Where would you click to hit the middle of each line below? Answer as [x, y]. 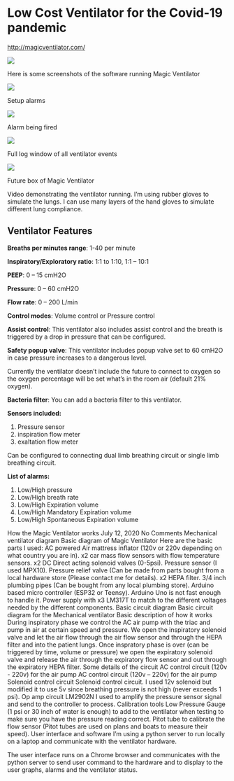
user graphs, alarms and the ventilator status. [73, 769]
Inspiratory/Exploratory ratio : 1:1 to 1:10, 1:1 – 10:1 [78, 261]
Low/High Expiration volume [58, 505]
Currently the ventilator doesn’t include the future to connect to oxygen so [114, 371]
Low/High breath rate [48, 497]
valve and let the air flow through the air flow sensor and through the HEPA [115, 637]
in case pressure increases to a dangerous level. [77, 358]
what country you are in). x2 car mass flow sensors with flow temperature [114, 555]
